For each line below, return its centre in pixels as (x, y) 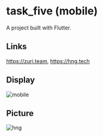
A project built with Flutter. (39, 28)
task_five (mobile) (52, 11)
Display (21, 80)
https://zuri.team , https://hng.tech (48, 61)
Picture (20, 113)
